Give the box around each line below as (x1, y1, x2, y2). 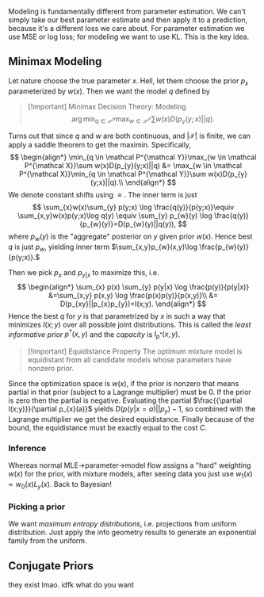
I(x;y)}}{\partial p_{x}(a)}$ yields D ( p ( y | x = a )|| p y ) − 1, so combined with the (8, 404, 256, 415)
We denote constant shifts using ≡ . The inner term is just (8, 190, 197, 200)
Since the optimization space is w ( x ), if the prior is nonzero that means (8, 379, 239, 388)
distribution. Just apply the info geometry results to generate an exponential (8, 527, 257, 538)
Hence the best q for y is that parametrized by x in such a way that (8, 311, 226, 320)
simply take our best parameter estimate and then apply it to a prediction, (8, 15, 248, 25)
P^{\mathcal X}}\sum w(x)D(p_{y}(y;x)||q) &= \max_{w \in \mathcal (24, 161, 243, 170)
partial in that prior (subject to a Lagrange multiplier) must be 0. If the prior (8, 388, 251, 397)
